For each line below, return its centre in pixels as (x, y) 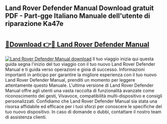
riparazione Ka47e (34, 24)
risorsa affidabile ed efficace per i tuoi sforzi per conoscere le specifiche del (83, 106)
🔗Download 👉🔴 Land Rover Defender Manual (77, 44)
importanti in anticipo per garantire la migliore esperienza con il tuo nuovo (81, 75)
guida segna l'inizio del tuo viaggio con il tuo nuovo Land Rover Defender (80, 64)
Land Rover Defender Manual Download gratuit (80, 8)
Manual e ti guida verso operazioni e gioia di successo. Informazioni (75, 69)
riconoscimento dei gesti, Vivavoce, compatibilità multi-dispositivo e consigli (84, 96)
